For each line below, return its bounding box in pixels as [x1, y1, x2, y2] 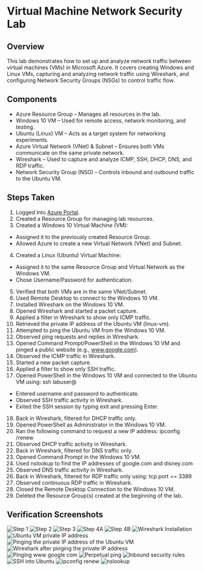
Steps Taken [7, 192, 55, 203]
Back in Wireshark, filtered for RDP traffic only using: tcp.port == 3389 [15, 472, 192, 480]
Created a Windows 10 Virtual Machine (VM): [15, 221, 128, 229]
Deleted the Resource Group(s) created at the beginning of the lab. [15, 492, 183, 499]
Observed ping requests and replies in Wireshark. [15, 333, 140, 340]
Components [7, 94, 57, 104]
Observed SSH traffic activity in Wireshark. [15, 396, 124, 404]
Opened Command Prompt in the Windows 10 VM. [15, 453, 142, 461]
